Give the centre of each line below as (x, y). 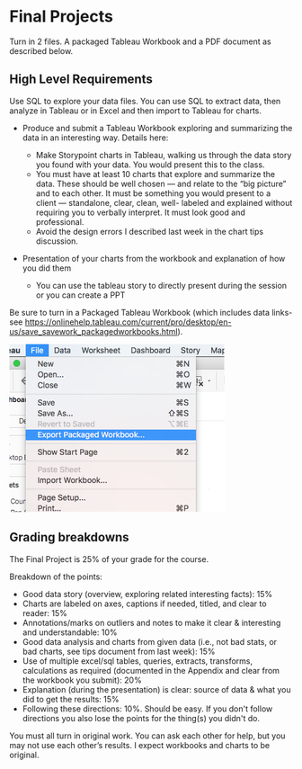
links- (282, 312)
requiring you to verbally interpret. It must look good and (140, 212)
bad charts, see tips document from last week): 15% (119, 651)
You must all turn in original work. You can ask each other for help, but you (147, 736)
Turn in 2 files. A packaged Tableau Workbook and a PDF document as (140, 41)
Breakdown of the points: (56, 577)
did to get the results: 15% (71, 699)
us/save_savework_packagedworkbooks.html (93, 331)
